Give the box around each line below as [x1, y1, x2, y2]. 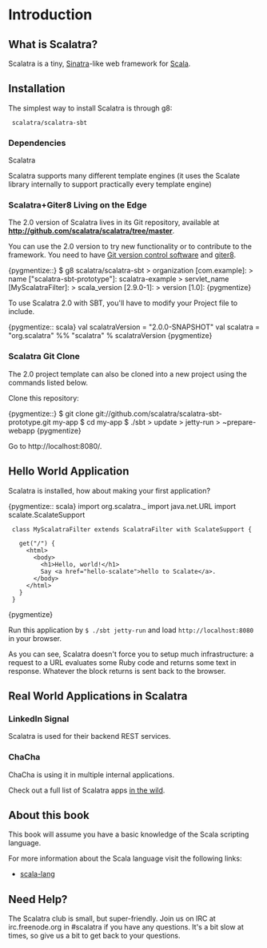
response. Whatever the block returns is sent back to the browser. [8, 666, 226, 676]
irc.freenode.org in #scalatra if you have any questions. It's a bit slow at [8, 922, 244, 932]
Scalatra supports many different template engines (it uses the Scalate [8, 171, 241, 181]
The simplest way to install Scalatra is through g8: [8, 103, 173, 113]
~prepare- [222, 417, 257, 426]
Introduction [8, 6, 93, 24]
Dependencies [8, 137, 66, 148]
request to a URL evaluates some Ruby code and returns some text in [8, 657, 237, 667]
